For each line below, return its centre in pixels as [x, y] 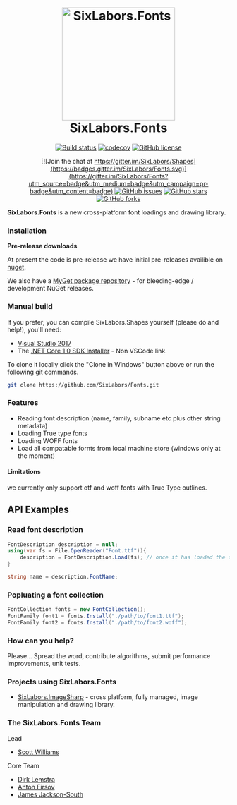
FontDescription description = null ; [63, 544]
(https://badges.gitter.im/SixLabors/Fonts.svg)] [119, 169]
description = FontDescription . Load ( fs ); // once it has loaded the [123, 557]
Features [23, 403]
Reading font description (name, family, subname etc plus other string [119, 418]
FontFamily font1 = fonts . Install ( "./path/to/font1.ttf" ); [96, 616]
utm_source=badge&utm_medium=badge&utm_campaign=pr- [119, 183]
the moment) [36, 456]
